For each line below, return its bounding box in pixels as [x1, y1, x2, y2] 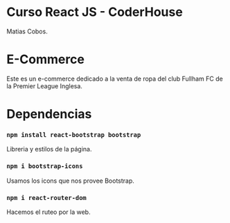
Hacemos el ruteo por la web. [6, 208, 91, 216]
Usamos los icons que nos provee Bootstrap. [6, 176, 134, 185]
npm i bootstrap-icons [6, 163, 83, 170]
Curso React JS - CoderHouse [6, 4, 183, 20]
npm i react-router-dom [6, 194, 87, 201]
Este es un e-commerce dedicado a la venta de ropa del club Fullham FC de [6, 74, 223, 83]
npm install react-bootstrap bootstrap [6, 131, 141, 139]
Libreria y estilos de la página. [6, 145, 92, 154]
